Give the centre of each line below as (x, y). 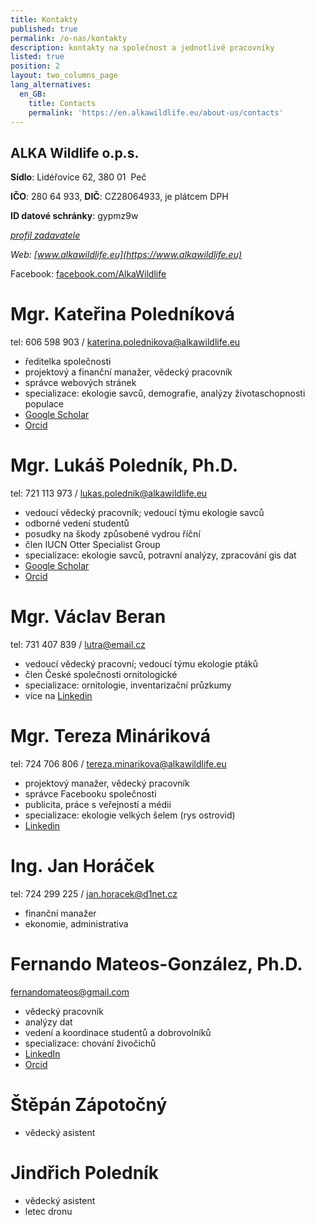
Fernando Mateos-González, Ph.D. (156, 964)
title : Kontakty (44, 19)
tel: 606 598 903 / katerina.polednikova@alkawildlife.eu (125, 342)
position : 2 (35, 66)
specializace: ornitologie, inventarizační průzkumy (128, 685)
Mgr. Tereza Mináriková (110, 736)
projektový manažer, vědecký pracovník (107, 783)
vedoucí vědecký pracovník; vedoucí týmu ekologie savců (144, 513)
